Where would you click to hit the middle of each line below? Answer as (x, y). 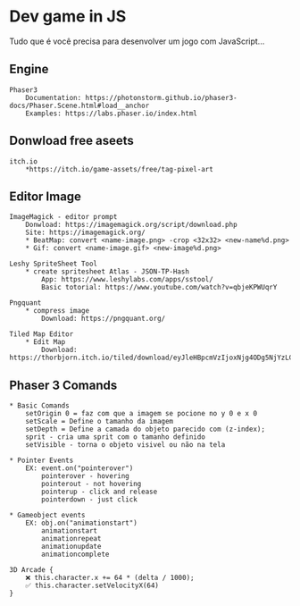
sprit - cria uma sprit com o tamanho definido (115, 437)
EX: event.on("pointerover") (79, 468)
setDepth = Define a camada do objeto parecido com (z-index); (146, 429)
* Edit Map (46, 342)
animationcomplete (75, 555)
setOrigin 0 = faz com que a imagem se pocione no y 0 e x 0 (141, 414)
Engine (29, 69)
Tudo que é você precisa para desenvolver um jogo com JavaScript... (137, 41)
